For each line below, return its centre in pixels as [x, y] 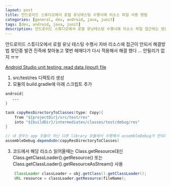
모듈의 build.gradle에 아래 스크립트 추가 [52, 84]
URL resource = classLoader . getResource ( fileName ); [70, 178]
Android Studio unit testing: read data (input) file [56, 67]
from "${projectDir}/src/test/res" [52, 117]
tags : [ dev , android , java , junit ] [43, 24]
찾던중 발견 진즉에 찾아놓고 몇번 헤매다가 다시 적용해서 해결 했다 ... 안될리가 [85, 51]
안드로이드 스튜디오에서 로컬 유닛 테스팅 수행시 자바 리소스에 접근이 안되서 [79, 44]
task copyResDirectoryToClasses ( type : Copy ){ [54, 112]
